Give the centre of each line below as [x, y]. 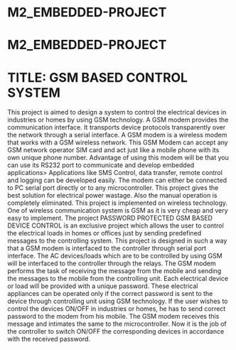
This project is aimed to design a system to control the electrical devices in [117, 112]
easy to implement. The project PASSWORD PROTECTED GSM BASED [110, 218]
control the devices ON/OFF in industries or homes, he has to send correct [117, 309]
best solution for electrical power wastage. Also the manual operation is [112, 196]
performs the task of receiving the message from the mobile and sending [114, 271]
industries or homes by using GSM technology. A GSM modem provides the [118, 120]
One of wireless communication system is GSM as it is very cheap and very [118, 211]
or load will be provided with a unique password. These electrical [103, 286]
